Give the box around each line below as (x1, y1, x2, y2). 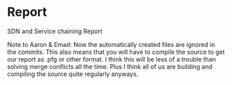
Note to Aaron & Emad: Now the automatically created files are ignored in (7, 40, 215, 48)
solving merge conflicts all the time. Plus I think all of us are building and (7, 62, 213, 70)
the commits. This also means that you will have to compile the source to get (7, 48, 225, 56)
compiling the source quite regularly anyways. (7, 70, 139, 78)
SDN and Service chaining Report (7, 27, 103, 35)
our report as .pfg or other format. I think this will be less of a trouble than (7, 55, 216, 63)
